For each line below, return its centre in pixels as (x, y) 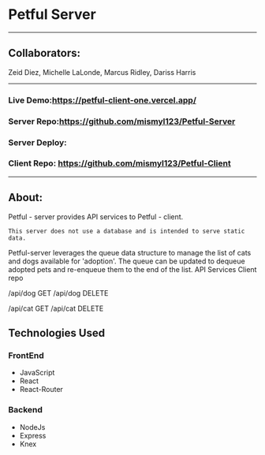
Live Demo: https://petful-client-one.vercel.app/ (103, 100)
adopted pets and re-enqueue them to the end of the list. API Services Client (132, 269)
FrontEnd (26, 355)
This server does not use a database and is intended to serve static (127, 231)
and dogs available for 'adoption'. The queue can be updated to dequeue (127, 261)
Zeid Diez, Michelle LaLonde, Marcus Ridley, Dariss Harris (102, 72)
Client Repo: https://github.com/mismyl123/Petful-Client (119, 163)
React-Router (41, 390)
